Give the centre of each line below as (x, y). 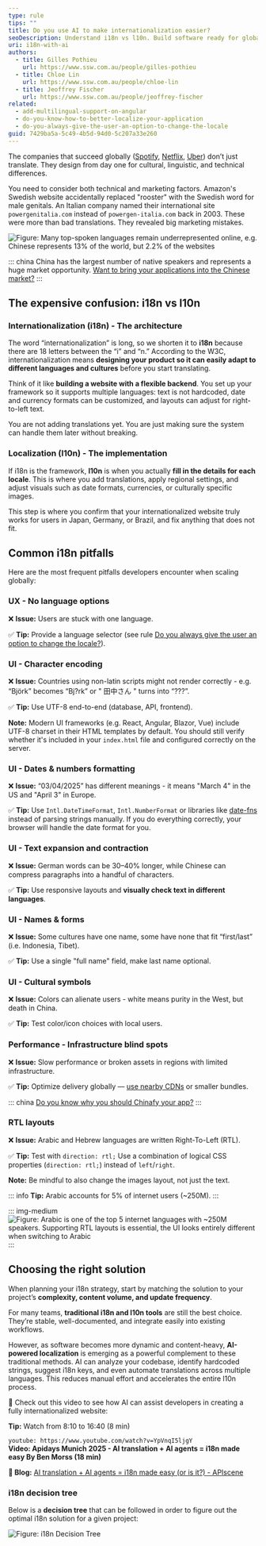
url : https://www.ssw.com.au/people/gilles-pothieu (109, 67)
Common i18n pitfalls (61, 553)
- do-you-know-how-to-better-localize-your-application (109, 119)
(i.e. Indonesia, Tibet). (44, 945)
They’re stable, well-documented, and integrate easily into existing (117, 1321)
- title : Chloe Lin (47, 75)
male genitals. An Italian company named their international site (112, 205)
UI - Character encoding (55, 663)
